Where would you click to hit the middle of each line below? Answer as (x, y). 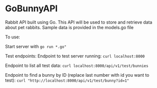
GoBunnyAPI (31, 9)
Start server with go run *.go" (36, 46)
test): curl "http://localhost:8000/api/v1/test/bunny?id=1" (67, 80)
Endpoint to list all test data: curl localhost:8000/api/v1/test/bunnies (77, 65)
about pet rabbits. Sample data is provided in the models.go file (69, 27)
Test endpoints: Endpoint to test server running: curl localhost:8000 (75, 56)
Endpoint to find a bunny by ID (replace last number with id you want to (77, 75)
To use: (13, 37)
